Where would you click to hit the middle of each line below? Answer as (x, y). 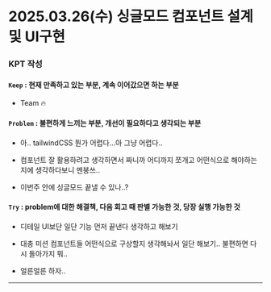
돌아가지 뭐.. (48, 253)
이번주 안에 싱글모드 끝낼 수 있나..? (74, 187)
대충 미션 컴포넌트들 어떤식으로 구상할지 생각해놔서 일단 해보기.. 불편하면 (134, 244)
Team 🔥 (33, 103)
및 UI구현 (37, 37)
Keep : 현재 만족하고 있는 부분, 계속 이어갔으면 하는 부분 (94, 85)
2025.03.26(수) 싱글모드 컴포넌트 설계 (131, 17)
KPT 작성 (25, 64)
